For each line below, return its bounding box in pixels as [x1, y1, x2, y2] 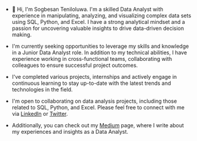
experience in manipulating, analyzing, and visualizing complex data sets [11, 12, 192, 19]
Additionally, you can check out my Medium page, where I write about [11, 122, 184, 128]
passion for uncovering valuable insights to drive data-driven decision [11, 24, 184, 32]
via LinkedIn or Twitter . [11, 111, 68, 117]
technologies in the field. [11, 86, 73, 93]
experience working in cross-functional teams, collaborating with [11, 56, 172, 62]
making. [11, 31, 32, 38]
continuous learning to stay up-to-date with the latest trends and [11, 79, 171, 87]
